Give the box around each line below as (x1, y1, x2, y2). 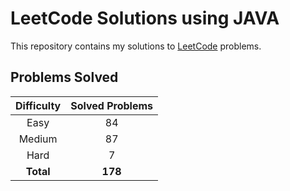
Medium (18, 132, 58, 146)
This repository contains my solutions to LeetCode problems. (10, 40, 262, 52)
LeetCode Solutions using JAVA (10, 7, 280, 30)
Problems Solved (10, 69, 119, 86)
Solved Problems (70, 98, 154, 112)
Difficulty (15, 98, 62, 112)
